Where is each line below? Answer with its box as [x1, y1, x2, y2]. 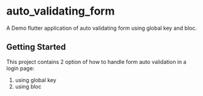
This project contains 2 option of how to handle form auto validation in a [6, 58, 187, 65]
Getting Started [6, 42, 66, 52]
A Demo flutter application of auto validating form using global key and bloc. [6, 24, 198, 32]
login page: [6, 64, 35, 72]
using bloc [15, 83, 42, 90]
